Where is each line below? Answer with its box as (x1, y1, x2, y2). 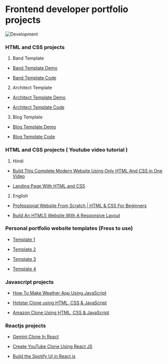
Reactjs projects (5, 322, 46, 330)
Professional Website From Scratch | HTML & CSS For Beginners (12, 203, 147, 209)
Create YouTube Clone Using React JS (12, 343, 92, 350)
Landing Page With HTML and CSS (12, 183, 85, 189)
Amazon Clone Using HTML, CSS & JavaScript (12, 310, 109, 316)
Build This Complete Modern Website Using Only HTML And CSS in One (12, 168, 163, 174)
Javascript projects (5, 278, 54, 286)
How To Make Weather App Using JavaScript (12, 290, 107, 296)
